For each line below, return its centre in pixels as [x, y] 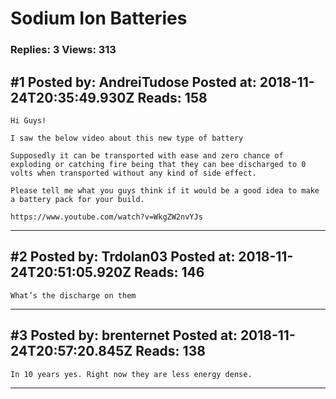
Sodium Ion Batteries [99, 18]
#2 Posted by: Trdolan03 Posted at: [123, 257]
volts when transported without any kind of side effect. [133, 173]
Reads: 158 [172, 97]
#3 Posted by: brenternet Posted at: [124, 335]
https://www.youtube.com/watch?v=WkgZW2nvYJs [106, 217]
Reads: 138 [170, 351]
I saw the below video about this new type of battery [127, 138]
